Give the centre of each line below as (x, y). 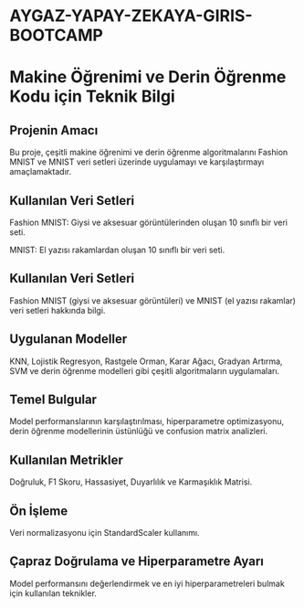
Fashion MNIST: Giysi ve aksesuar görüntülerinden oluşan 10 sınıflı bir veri (148, 222)
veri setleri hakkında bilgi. (58, 310)
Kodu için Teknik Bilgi (92, 96)
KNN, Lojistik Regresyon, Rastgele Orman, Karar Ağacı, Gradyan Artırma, (146, 361)
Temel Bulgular (53, 400)
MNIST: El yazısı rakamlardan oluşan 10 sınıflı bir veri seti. (117, 250)
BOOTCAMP (56, 35)
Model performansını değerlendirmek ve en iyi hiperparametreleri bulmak (147, 583)
